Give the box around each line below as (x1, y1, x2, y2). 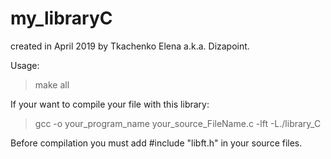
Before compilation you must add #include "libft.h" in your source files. (10, 137, 303, 149)
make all (34, 78, 70, 91)
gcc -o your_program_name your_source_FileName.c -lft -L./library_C (34, 117, 322, 129)
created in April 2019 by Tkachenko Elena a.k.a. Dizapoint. (10, 40, 250, 52)
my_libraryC (10, 7, 113, 30)
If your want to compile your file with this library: (10, 98, 210, 110)
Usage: (10, 59, 40, 71)
